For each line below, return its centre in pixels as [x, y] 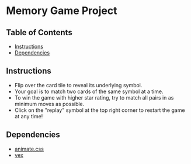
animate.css [29, 149]
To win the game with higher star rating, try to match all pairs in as [94, 97]
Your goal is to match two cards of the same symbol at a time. [89, 91]
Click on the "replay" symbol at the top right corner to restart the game [100, 110]
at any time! [29, 116]
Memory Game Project [62, 11]
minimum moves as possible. [49, 104]
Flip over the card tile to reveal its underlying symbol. [78, 85]
